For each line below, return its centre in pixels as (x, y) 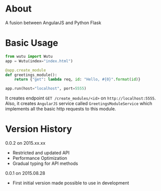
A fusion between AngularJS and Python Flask (53, 23)
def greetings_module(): (31, 75)
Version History (38, 129)
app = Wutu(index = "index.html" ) (39, 61)
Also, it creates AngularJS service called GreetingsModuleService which (79, 104)
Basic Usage (32, 43)
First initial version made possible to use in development (71, 183)
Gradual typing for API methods (45, 163)
